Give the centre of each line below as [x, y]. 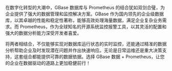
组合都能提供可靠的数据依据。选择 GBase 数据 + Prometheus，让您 [94, 57]
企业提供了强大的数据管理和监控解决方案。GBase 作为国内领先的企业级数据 [84, 14]
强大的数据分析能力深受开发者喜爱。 [44, 33]
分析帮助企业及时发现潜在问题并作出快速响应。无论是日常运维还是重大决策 [84, 50]
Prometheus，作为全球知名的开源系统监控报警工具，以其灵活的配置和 [93, 27]
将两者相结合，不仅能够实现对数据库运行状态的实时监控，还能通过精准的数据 [86, 44]
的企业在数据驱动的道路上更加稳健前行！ [48, 63]
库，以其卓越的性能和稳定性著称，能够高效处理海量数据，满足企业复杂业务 [84, 20]
